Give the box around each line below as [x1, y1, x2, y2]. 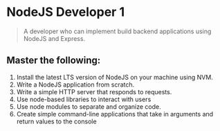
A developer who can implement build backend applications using [23, 27, 212, 35]
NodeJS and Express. [23, 34, 86, 42]
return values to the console [16, 117, 98, 125]
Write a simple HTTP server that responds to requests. [16, 87, 172, 96]
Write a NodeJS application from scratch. [16, 80, 135, 89]
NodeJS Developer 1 [6, 4, 125, 20]
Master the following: [6, 55, 101, 67]
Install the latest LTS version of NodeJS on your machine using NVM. [16, 73, 214, 81]
